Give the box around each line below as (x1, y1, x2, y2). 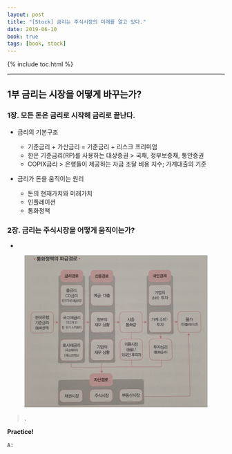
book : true (7, 33, 39, 40)
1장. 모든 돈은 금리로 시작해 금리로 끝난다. (7, 111, 136, 120)
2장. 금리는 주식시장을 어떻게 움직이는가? (7, 225, 135, 235)
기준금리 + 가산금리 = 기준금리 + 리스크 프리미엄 (27, 142, 157, 151)
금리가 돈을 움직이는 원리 (17, 174, 84, 182)
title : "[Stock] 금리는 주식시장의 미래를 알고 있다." (7, 18, 146, 26)
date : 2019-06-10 (7, 26, 57, 32)
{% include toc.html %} (7, 60, 74, 68)
